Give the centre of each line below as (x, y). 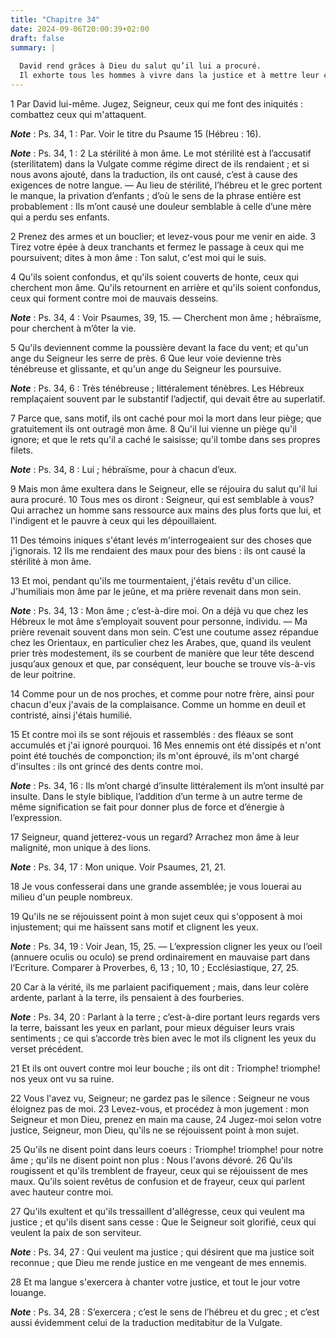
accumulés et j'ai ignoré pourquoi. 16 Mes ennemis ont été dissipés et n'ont (166, 745)
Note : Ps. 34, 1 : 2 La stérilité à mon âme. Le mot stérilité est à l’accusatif (161, 153)
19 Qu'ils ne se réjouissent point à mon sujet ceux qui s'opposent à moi (156, 916)
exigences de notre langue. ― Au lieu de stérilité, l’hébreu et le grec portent (166, 185)
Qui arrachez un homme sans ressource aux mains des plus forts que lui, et (166, 510)
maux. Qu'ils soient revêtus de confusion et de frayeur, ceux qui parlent (158, 1181)
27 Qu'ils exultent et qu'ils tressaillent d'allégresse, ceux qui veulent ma (157, 1211)
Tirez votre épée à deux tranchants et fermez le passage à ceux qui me (157, 247)
